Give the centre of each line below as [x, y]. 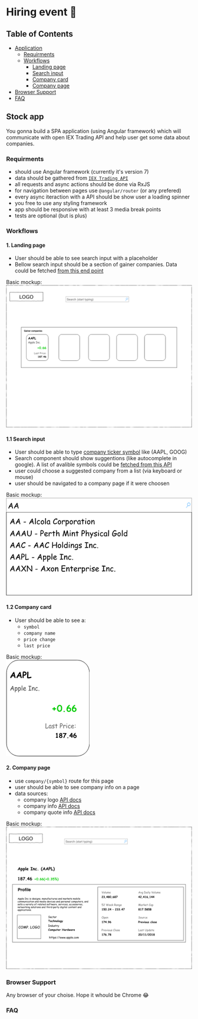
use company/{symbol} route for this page [64, 781]
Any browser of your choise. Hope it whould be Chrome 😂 [77, 995]
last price [37, 646]
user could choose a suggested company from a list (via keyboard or [98, 471]
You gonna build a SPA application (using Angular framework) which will [94, 131]
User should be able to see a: [50, 620]
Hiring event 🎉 [42, 12]
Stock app [25, 117]
